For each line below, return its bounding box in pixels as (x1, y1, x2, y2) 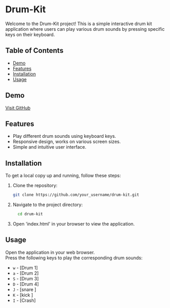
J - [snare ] (12, 286, 37, 293)
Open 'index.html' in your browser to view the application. (12, 220, 135, 227)
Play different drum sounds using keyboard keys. (12, 133, 116, 139)
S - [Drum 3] (12, 275, 39, 281)
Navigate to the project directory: (12, 201, 83, 208)
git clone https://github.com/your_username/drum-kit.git (12, 192, 139, 198)
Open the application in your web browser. (5, 249, 95, 255)
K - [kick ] (12, 292, 33, 298)
